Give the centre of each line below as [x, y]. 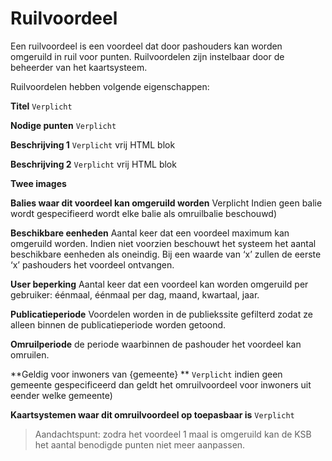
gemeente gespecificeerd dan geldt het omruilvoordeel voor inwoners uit [161, 384]
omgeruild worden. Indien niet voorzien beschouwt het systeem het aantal [163, 243]
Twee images [38, 183]
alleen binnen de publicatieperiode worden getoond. [118, 324]
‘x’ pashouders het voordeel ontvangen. [92, 264]
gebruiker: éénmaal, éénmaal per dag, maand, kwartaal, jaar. [135, 294]
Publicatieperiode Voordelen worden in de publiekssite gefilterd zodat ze [161, 314]
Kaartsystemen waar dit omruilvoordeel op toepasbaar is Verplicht [152, 414]
